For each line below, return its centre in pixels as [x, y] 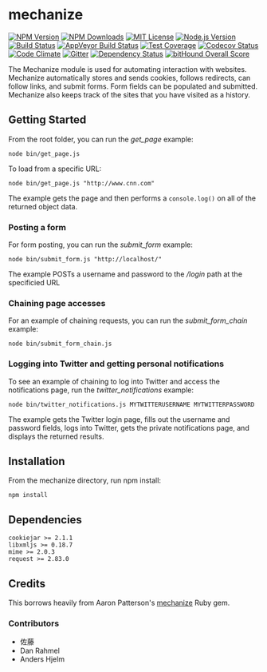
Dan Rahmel [39, 651]
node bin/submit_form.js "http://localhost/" [85, 260]
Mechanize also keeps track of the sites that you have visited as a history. [130, 94]
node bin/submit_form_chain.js [60, 344]
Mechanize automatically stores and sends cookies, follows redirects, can [130, 78]
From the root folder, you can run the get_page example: [101, 139]
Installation [37, 461]
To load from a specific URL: [55, 169]
